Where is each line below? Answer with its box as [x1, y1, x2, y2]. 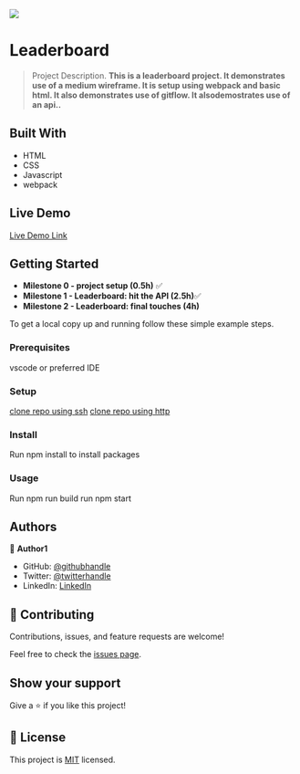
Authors [9, 518, 57, 534]
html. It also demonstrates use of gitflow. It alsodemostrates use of [31, 89, 291, 100]
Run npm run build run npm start [9, 493, 132, 504]
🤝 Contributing [9, 607, 95, 622]
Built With [9, 126, 67, 141]
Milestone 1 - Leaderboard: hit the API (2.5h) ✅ [22, 290, 202, 301]
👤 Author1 [9, 543, 48, 554]
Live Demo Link [9, 229, 68, 241]
